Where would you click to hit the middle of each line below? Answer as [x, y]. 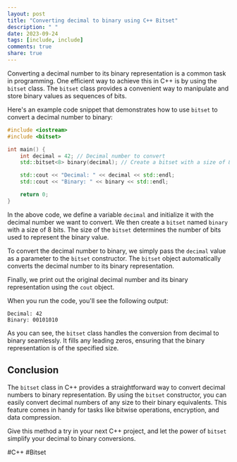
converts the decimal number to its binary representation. [91, 266]
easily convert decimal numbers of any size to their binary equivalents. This [117, 402]
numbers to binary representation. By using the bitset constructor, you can [117, 395]
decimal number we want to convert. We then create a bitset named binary [117, 222]
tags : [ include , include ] [45, 40]
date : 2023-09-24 [33, 34]
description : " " [33, 27]
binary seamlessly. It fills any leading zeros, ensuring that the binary [106, 340]
